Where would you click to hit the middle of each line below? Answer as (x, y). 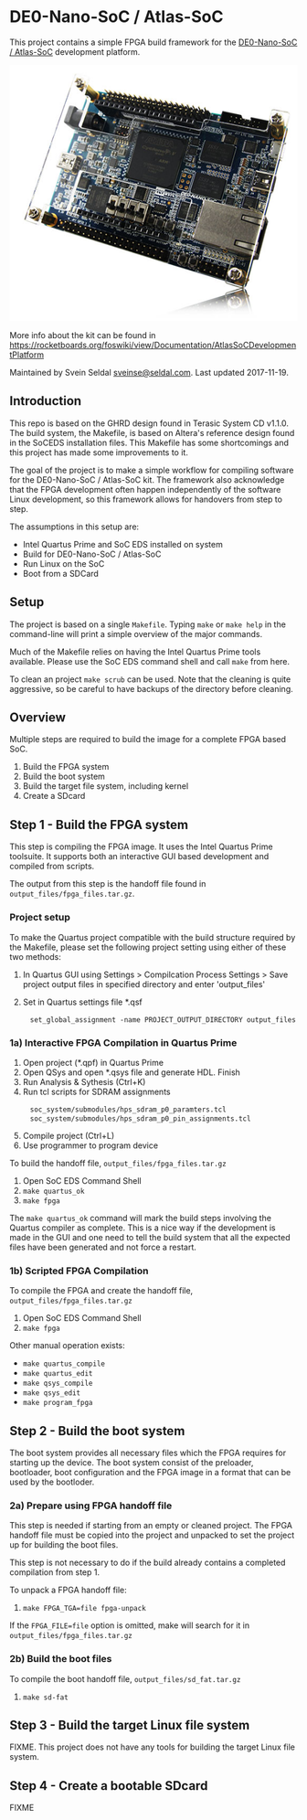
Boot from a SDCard (60, 573)
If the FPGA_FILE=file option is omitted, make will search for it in (129, 1625)
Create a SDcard (54, 796)
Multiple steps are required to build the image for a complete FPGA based (148, 740)
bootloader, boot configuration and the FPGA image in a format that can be (150, 1472)
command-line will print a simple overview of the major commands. (136, 633)
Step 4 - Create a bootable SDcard (109, 1786)
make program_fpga (58, 1403)
